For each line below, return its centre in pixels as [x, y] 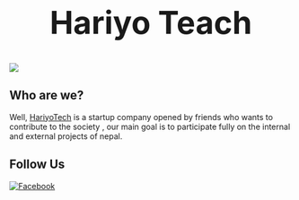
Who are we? [47, 96]
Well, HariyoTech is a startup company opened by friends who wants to [141, 117]
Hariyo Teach [151, 23]
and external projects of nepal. [66, 136]
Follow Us [37, 165]
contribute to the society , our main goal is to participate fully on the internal [150, 126]
